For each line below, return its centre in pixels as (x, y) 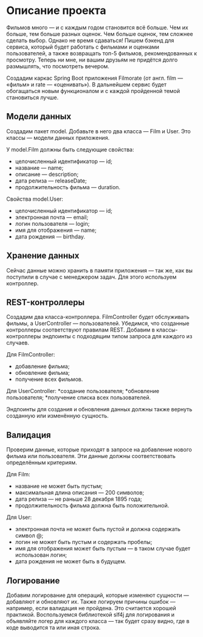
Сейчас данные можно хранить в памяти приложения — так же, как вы (100, 270)
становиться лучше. (33, 97)
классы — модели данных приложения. (58, 137)
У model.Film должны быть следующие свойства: (70, 149)
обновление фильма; (42, 373)
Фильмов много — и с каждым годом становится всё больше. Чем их (97, 27)
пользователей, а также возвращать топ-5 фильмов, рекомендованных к (102, 53)
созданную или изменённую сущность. (58, 416)
